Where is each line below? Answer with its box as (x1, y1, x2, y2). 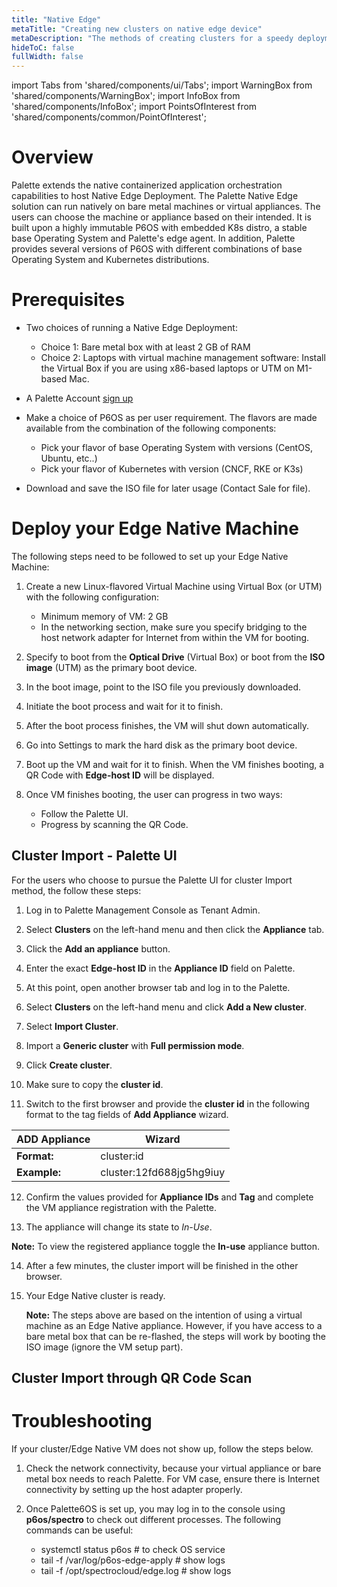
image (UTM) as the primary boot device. (25, 661, 198, 673)
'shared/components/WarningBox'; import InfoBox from (11, 90, 241, 102)
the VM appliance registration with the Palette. (25, 1201, 218, 1213)
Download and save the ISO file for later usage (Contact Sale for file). (25, 482, 311, 494)
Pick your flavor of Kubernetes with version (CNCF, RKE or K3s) (40, 463, 304, 475)
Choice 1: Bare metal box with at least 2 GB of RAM (40, 341, 251, 353)
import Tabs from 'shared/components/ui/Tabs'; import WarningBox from (11, 79, 313, 91)
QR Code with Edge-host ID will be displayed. (25, 769, 215, 781)
